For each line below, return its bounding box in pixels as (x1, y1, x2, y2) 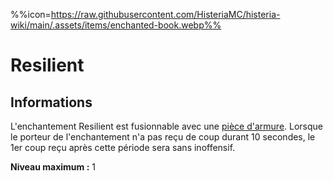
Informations (10, 94, 93, 111)
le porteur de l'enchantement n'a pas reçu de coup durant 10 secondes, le (10, 131, 316, 143)
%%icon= (10, 9, 52, 20)
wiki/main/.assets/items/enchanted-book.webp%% (10, 19, 222, 31)
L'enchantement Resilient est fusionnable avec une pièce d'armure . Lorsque (10, 120, 324, 132)
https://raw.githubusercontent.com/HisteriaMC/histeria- (50, 9, 281, 20)
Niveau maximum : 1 (10, 161, 96, 173)
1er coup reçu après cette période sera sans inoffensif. (10, 142, 236, 153)
